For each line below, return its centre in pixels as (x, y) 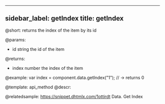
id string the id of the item (38, 49)
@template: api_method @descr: (38, 87)
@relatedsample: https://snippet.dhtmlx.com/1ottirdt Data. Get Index (74, 96)
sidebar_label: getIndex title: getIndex (64, 18)
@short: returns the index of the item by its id (51, 30)
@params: (15, 40)
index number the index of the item (48, 68)
